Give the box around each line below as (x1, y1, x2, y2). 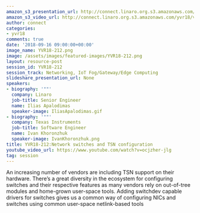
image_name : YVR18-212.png (6, 48, 73, 54)
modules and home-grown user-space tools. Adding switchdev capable (6, 188, 182, 195)
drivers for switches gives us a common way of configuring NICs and (6, 194, 176, 201)
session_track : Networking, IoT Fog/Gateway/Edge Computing (6, 70, 159, 76)
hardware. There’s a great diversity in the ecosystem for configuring (6, 175, 173, 182)
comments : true (6, 36, 44, 42)
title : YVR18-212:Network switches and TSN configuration (6, 141, 153, 148)
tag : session (6, 152, 39, 158)
